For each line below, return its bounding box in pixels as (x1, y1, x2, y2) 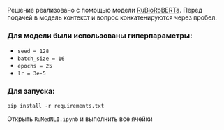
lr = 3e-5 (17, 70, 47, 78)
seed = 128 (17, 48, 50, 55)
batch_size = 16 (17, 55, 65, 62)
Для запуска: (7, 87, 55, 96)
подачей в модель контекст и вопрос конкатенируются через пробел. (7, 13, 218, 22)
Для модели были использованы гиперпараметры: (7, 31, 193, 41)
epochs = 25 (17, 63, 52, 70)
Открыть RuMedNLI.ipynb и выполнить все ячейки (7, 115, 153, 123)
